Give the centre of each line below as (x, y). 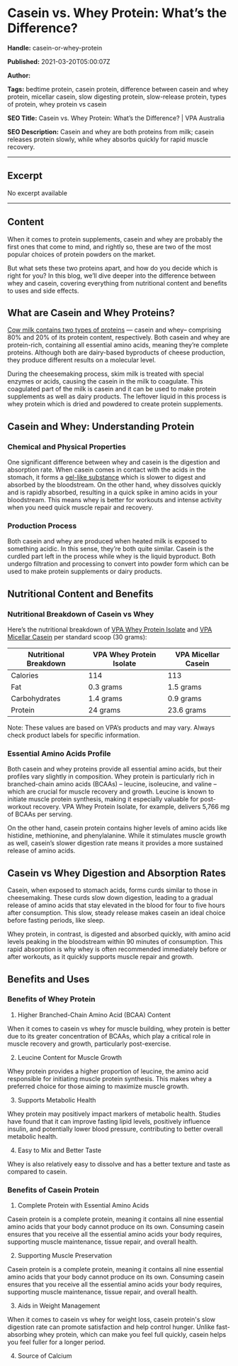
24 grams (104, 710)
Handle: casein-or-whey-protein (55, 48)
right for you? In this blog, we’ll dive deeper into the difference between (112, 276)
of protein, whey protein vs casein (57, 104)
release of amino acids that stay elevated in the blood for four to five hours (116, 905)
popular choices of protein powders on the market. (81, 254)
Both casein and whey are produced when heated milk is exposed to (107, 541)
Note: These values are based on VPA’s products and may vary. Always (111, 728)
